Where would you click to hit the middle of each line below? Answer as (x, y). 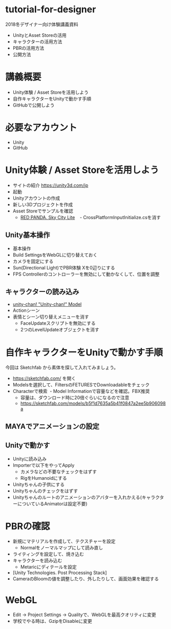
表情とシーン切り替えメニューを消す (51, 317)
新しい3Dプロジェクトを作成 (43, 204)
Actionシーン (26, 310)
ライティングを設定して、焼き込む (48, 554)
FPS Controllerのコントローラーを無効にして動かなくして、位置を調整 (86, 274)
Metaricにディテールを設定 (48, 567)
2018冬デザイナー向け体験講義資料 (42, 24)
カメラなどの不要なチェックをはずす (59, 471)
